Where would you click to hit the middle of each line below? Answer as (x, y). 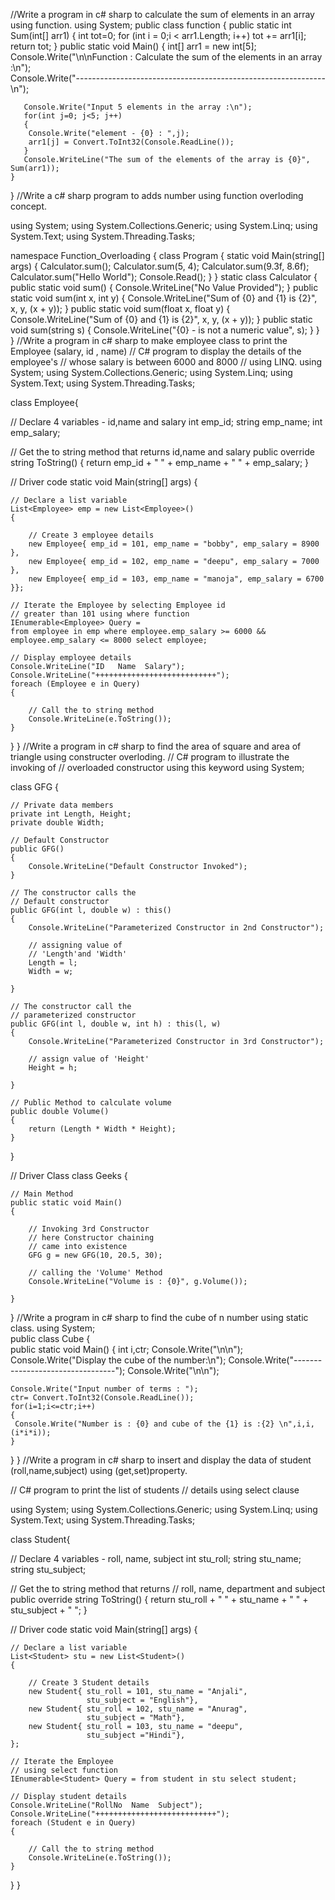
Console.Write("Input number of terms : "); (104, 1389)
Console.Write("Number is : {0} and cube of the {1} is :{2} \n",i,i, (164, 1424)
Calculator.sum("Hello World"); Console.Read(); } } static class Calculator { (164, 277)
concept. (29, 206)
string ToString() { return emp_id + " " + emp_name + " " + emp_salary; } (160, 462)
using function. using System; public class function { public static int (151, 25)
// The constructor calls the (73, 893)
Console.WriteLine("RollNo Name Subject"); (106, 1805)
